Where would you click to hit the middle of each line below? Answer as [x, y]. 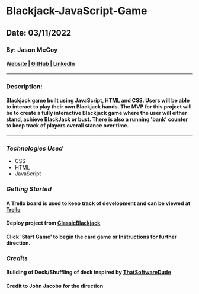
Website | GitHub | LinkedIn [41, 64]
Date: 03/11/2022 [39, 33]
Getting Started [29, 189]
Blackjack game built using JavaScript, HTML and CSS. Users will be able [98, 100]
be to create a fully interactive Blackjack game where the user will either [97, 113]
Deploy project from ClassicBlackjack [53, 223]
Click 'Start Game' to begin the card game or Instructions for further [92, 237]
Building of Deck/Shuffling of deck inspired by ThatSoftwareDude [89, 272]
